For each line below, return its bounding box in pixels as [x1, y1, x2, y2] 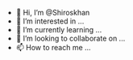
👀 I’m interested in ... [15, 16, 85, 26]
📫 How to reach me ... [15, 43, 91, 52]
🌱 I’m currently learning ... [15, 25, 102, 34]
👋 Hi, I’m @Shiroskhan [15, 8, 90, 17]
